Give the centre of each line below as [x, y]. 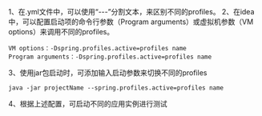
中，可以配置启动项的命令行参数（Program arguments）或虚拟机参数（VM [131, 22]
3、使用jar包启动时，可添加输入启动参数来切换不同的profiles [108, 73]
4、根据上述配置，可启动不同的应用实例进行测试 [88, 104]
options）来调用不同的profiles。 [61, 32]
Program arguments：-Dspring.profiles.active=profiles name [110, 57]
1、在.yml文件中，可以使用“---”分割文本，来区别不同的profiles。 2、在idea [131, 12]
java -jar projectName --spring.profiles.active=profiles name [116, 88]
